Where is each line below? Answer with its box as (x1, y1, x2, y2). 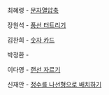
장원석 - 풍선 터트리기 (7, 21, 66, 29)
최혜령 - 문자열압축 (7, 6, 59, 14)
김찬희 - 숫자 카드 (7, 36, 55, 44)
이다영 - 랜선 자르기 (7, 66, 61, 73)
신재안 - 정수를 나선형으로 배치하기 (7, 80, 102, 89)
